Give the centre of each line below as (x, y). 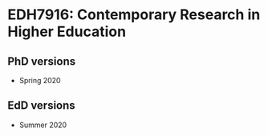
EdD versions (41, 106)
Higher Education (67, 32)
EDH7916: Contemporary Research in (134, 15)
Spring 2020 (40, 80)
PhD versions (42, 61)
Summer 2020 (43, 125)
